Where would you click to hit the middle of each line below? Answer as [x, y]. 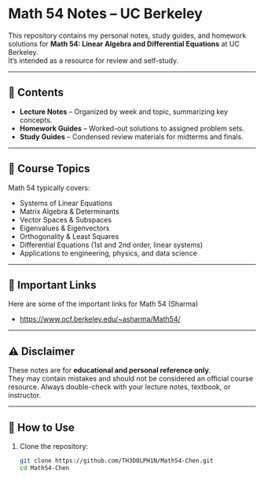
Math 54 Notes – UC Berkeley [105, 14]
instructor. [25, 395]
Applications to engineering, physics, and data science [108, 253]
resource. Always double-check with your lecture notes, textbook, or [119, 387]
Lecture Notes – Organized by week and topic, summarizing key [124, 112]
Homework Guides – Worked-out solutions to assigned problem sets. [132, 128]
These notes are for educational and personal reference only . [110, 370]
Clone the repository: [54, 446]
